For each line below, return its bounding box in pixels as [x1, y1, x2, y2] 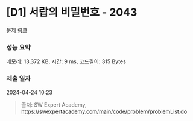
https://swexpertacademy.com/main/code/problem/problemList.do [21, 108, 188, 115]
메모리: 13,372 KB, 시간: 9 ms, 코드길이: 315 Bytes [6, 58, 127, 65]
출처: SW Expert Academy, [21, 101, 87, 108]
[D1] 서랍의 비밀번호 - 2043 [6, 5, 138, 19]
